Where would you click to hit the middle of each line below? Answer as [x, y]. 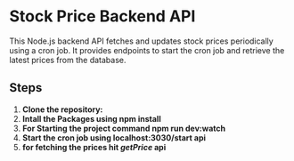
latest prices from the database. [68, 60]
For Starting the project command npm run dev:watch [123, 128]
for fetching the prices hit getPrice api [94, 147]
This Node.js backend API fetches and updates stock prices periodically [141, 41]
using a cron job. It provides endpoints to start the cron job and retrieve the [147, 50]
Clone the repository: [62, 109]
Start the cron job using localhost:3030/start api [114, 137]
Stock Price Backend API [102, 16]
